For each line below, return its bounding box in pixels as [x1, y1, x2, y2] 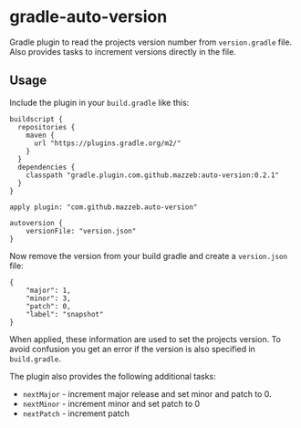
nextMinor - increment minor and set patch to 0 [22, 398, 201, 409]
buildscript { [9, 114, 64, 124]
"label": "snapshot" [26, 309, 104, 318]
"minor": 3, [26, 294, 71, 303]
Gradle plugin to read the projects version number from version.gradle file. [9, 37, 293, 47]
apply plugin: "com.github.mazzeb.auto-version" [9, 203, 198, 212]
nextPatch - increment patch [22, 408, 130, 419]
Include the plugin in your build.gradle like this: [9, 97, 190, 108]
